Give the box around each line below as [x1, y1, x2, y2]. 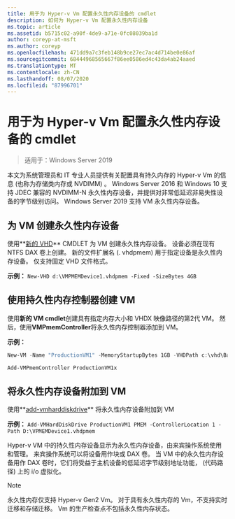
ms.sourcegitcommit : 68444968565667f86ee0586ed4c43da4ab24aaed [7, 56, 196, 63]
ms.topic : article [7, 23, 61, 30]
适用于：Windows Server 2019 [24, 156, 113, 164]
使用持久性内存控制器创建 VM [7, 294, 136, 306]
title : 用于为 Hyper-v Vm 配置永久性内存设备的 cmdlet [7, 10, 157, 17]
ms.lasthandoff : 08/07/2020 [7, 75, 90, 83]
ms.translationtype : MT [7, 62, 77, 69]
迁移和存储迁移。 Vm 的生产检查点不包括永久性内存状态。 [7, 504, 173, 513]
